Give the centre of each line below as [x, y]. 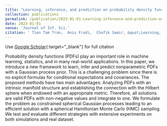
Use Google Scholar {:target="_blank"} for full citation [60, 47]
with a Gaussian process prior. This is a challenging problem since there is [81, 72]
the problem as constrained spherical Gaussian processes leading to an [79, 104]
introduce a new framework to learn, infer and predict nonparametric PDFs [82, 67]
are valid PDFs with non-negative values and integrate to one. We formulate [83, 98]
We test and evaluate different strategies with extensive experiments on [79, 114]
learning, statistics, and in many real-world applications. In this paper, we [80, 62]
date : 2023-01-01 [23, 23]
